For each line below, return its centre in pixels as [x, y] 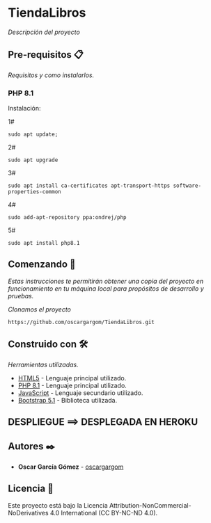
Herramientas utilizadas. [43, 364]
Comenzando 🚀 [42, 265]
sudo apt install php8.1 [44, 243]
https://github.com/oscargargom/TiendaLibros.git [81, 322]
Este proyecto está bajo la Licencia [58, 505]
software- [187, 186]
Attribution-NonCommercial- [150, 505]
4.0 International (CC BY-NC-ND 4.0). [104, 513]
